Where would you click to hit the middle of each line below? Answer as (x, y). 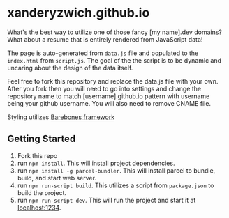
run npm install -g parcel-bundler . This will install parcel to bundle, (116, 170)
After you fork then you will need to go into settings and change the (104, 88)
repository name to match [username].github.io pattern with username (109, 96)
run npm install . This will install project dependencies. (96, 163)
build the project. (42, 192)
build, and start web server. (57, 178)
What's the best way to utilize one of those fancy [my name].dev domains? (114, 32)
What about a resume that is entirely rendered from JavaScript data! (105, 39)
